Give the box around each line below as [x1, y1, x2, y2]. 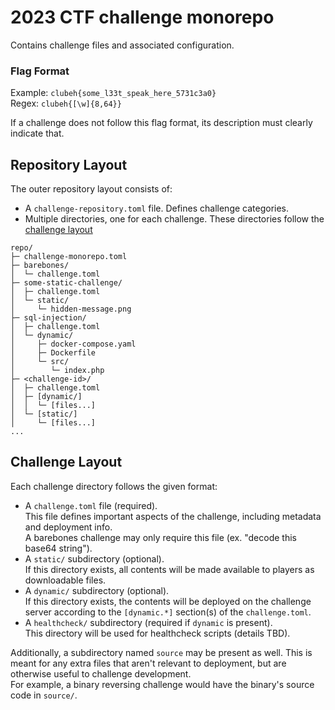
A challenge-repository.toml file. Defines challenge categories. [24, 202, 290, 215]
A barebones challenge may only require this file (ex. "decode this [24, 531, 297, 543]
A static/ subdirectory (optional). [24, 552, 165, 565]
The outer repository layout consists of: [10, 183, 173, 195]
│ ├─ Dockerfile [10, 348, 97, 358]
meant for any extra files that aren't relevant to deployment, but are [10, 657, 287, 669]
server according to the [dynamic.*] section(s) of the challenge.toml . [24, 606, 312, 618]
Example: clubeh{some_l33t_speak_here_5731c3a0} [10, 87, 217, 99]
